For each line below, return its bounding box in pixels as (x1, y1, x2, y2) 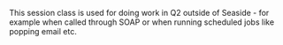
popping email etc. (9, 26, 77, 36)
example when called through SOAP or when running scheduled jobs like (9, 17, 275, 27)
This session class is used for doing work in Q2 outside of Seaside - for (9, 8, 270, 18)
